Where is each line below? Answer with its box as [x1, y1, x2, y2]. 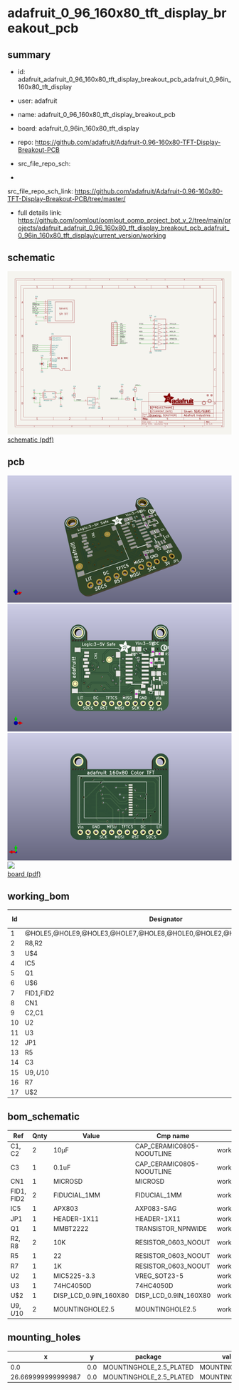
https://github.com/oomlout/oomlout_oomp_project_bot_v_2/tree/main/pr [17, 216, 231, 224]
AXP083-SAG [134, 1204, 177, 1213]
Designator [149, 915, 183, 923]
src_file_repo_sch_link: [7, 187, 73, 196]
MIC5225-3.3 [53, 1272, 96, 1280]
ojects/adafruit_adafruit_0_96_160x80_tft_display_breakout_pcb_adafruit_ [17, 223, 230, 232]
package [134, 1352, 162, 1361]
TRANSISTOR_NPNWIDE [134, 1224, 208, 1232]
